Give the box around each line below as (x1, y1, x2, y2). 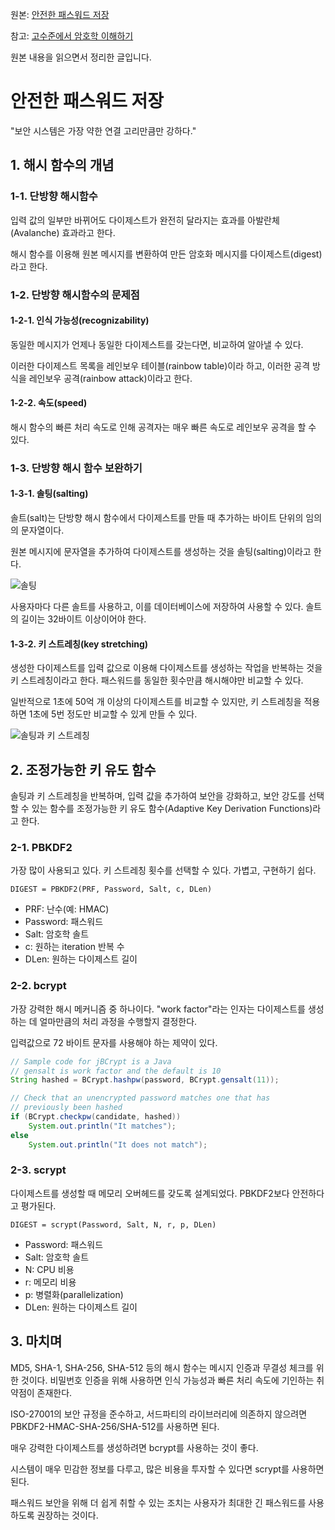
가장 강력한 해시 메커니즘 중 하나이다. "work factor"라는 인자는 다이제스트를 (10, 1003, 306, 1015)
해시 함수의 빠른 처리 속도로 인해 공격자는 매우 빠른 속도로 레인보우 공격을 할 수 (10, 421, 317, 433)
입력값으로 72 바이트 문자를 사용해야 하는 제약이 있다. (10, 1036, 218, 1048)
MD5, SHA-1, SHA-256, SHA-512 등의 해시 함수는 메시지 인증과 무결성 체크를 (10, 1361, 314, 1373)
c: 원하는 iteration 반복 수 (24, 941, 125, 953)
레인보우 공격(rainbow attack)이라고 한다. (28, 372, 193, 384)
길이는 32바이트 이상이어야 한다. (20, 613, 147, 625)
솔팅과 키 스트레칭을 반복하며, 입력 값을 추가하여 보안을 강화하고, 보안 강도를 (10, 790, 307, 802)
